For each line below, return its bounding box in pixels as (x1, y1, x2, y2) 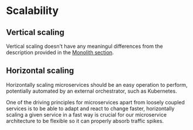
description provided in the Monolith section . (6, 49, 114, 56)
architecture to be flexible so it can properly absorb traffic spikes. (6, 117, 164, 124)
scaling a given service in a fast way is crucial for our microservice (6, 111, 167, 118)
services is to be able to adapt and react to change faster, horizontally (6, 105, 175, 112)
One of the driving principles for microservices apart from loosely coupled (6, 99, 185, 106)
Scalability (6, 4, 59, 17)
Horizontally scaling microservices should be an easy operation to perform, (6, 81, 188, 88)
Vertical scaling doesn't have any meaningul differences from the (6, 43, 163, 50)
